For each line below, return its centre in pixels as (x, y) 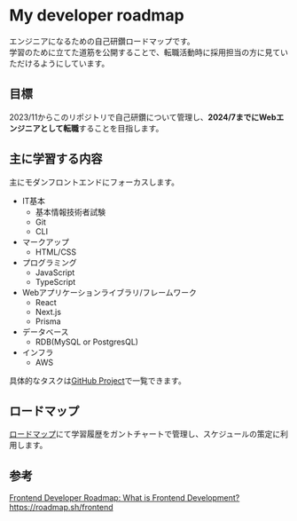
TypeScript (55, 281)
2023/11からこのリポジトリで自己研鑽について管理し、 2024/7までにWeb (143, 117)
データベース (45, 332)
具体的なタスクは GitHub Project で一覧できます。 (98, 380)
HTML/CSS (56, 252)
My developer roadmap (97, 16)
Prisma (48, 321)
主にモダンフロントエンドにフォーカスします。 (94, 182)
